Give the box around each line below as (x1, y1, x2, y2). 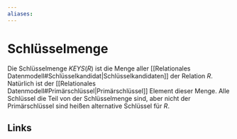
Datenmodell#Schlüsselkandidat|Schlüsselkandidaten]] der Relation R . (7, 71, 213, 80)
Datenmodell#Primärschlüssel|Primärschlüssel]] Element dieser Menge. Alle (7, 86, 230, 95)
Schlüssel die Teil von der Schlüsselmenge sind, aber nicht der (7, 94, 191, 102)
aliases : (7, 10, 33, 18)
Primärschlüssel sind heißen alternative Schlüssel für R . (7, 102, 170, 110)
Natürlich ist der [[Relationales (7, 79, 96, 87)
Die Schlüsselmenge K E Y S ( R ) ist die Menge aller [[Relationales (7, 64, 191, 73)
